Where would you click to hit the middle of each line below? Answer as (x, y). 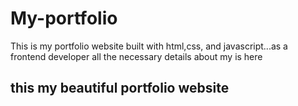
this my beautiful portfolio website (120, 88)
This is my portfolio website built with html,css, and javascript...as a (149, 46)
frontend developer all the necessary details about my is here (136, 56)
